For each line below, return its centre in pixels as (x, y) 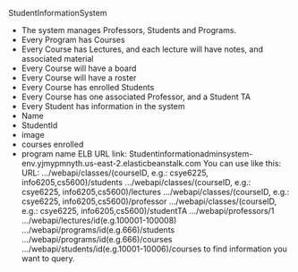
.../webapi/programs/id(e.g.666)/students (98, 230)
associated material (57, 59)
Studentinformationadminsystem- (191, 154)
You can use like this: (243, 163)
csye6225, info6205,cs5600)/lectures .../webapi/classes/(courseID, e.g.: (155, 192)
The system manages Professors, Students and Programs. (129, 30)
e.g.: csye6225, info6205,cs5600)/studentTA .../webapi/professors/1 (148, 211)
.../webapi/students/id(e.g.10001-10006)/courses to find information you (154, 249)
